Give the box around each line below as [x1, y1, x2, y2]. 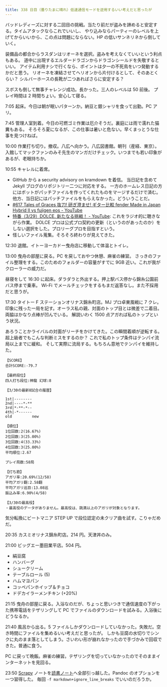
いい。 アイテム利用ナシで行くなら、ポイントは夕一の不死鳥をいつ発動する [5, 63, 159, 69]
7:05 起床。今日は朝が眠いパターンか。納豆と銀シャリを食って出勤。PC [5, 103, 152, 109]
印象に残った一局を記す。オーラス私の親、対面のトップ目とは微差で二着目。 [5, 305, 162, 311]
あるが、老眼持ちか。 [5, 155, 49, 161]
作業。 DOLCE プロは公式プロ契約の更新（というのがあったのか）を [21, 219, 161, 225]
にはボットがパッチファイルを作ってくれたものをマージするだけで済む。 [12, 189, 161, 195]
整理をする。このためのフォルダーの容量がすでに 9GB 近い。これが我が [13, 259, 161, 265]
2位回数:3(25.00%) [5, 434, 41, 439]
